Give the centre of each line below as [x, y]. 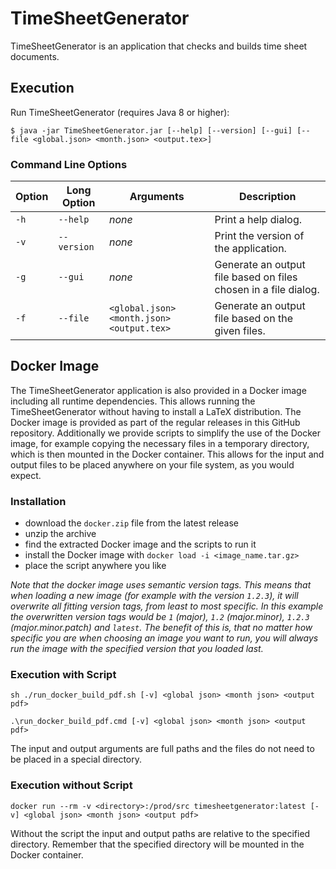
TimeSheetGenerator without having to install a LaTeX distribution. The [156, 411]
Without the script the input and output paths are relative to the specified [160, 833]
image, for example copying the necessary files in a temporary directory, [160, 443]
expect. [26, 475]
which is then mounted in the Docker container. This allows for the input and [167, 454]
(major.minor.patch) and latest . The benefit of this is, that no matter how [161, 628]
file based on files [256, 277]
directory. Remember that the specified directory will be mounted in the [157, 844]
